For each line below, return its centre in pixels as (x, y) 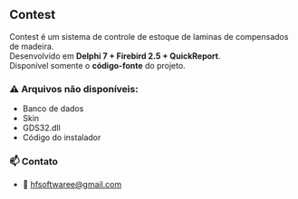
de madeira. (32, 46)
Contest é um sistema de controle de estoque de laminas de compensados (149, 36)
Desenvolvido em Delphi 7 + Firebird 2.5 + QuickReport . (115, 56)
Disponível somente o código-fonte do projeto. (97, 65)
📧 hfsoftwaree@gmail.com (72, 185)
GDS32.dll (41, 128)
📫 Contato (34, 162)
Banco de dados (53, 109)
